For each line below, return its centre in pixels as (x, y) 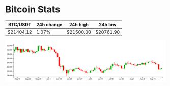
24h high (79, 25)
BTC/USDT (20, 25)
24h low (107, 25)
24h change (49, 25)
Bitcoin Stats (33, 9)
